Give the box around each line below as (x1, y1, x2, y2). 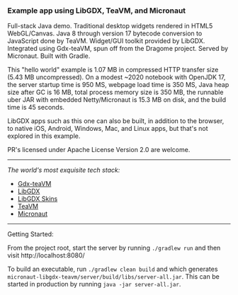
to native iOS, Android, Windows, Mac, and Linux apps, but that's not (7, 125, 208, 133)
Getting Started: (7, 230, 55, 238)
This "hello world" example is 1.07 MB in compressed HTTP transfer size (7, 66, 219, 74)
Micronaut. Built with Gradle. (7, 52, 91, 60)
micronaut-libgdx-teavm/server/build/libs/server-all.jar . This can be (7, 272, 220, 281)
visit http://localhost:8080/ (7, 251, 85, 260)
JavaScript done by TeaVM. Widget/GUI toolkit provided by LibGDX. (7, 37, 205, 45)
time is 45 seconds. (7, 103, 65, 112)
